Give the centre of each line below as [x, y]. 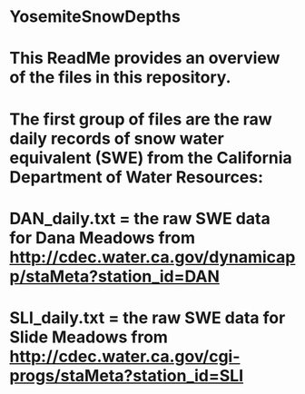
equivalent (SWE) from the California [151, 158]
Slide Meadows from [89, 337]
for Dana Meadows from [102, 237]
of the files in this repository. [120, 78]
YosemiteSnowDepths [95, 17]
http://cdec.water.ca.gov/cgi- [125, 356]
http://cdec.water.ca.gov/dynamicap [152, 257]
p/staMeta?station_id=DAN [115, 276]
